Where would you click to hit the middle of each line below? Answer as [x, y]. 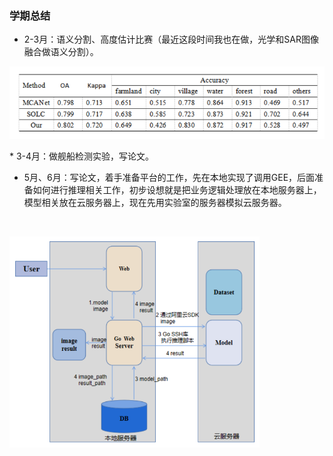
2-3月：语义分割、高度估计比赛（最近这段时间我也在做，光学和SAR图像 [171, 39]
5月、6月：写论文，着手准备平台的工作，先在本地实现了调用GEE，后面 [169, 177]
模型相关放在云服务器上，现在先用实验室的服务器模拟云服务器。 [155, 202]
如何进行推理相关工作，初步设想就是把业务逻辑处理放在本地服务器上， [177, 189]
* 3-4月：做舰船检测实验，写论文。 [82, 156]
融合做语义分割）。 [61, 52]
